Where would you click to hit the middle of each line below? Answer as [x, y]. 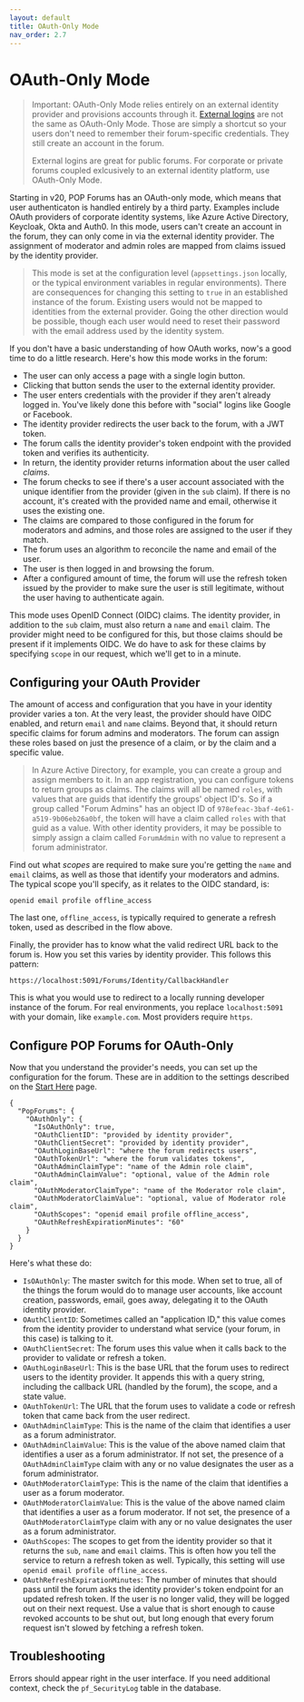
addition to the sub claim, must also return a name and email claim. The [140, 625]
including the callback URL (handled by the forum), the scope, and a [150, 1386]
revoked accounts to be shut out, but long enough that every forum [148, 1618]
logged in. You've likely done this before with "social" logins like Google [157, 405]
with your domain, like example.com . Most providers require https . [131, 1017]
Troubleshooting [58, 1656]
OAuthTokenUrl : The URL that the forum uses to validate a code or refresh [159, 1406]
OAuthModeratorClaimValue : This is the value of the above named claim [154, 1502]
